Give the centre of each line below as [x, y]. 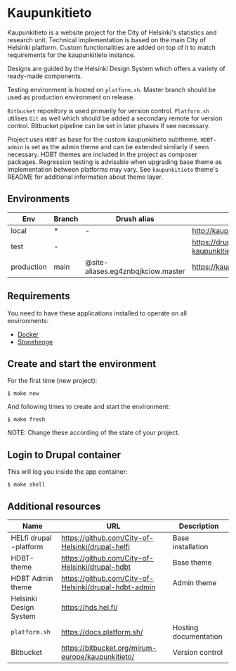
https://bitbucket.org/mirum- [109, 648]
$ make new [23, 394]
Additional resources [54, 506]
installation [190, 547]
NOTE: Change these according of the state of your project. [94, 433]
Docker [28, 334]
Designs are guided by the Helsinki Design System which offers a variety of [117, 68]
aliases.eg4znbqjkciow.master [135, 271]
